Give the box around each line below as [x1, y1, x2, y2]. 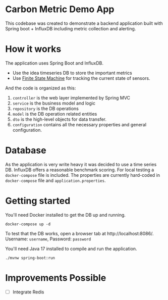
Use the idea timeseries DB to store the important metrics [12, 70, 132, 76]
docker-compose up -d [5, 221, 51, 227]
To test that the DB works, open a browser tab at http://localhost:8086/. [5, 230, 154, 236]
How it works [5, 43, 62, 55]
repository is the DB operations [12, 105, 79, 112]
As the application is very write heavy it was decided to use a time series [5, 161, 157, 167]
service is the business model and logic [12, 100, 96, 106]
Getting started [5, 195, 71, 207]
